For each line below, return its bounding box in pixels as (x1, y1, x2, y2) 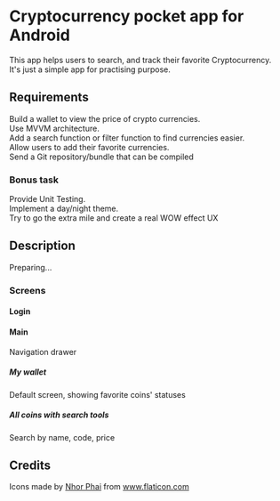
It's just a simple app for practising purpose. (9, 64, 172, 75)
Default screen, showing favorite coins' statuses (9, 389, 187, 400)
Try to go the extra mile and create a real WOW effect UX (9, 213, 219, 223)
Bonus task (9, 174, 60, 186)
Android (9, 25, 71, 45)
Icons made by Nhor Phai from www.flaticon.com (9, 481, 189, 492)
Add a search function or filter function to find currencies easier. (9, 132, 245, 143)
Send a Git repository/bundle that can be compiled (9, 151, 194, 162)
